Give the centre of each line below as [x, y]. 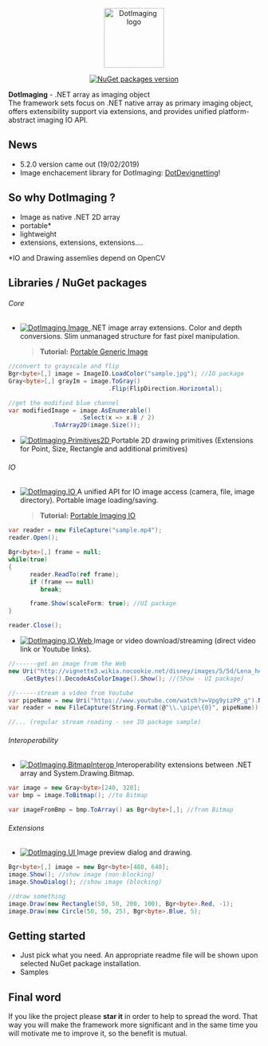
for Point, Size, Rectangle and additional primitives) [104, 449]
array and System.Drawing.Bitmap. [77, 773]
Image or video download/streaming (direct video [175, 641]
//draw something [37, 896]
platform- [234, 111]
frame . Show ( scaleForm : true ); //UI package [103, 604]
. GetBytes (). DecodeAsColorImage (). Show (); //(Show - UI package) [134, 678]
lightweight [38, 234]
